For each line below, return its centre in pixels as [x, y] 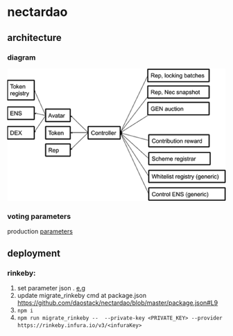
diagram [21, 58]
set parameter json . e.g [51, 288]
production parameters [40, 231]
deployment [34, 253]
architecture [35, 38]
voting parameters [39, 216]
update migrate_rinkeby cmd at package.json [82, 296]
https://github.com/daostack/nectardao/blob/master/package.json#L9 [118, 303]
